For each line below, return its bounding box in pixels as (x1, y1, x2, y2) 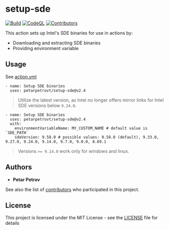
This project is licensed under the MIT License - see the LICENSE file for (5, 215, 158, 221)
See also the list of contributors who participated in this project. (5, 186, 140, 192)
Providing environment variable (12, 45, 79, 51)
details (5, 220, 19, 226)
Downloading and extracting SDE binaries (12, 39, 101, 46)
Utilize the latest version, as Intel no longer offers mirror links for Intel (17, 97, 164, 103)
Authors (5, 163, 32, 172)
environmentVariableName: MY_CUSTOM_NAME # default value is (14, 126, 147, 131)
